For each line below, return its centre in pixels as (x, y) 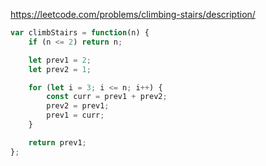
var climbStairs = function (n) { (80, 33)
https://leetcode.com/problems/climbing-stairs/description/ (133, 14)
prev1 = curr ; (75, 115)
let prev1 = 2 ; (60, 60)
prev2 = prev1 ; (78, 106)
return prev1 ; (57, 142)
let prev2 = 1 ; (60, 69)
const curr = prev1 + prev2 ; (107, 97)
